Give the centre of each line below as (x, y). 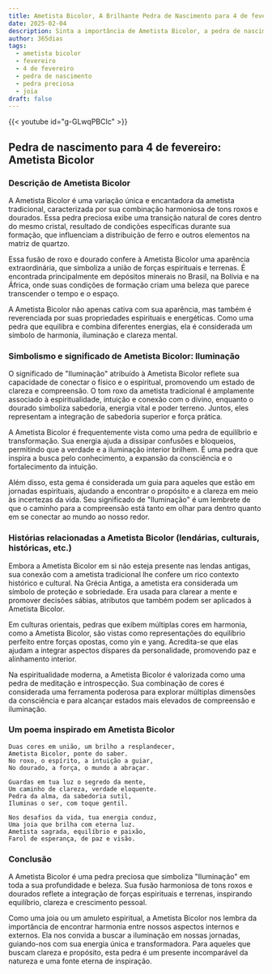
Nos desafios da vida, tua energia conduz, (83, 817)
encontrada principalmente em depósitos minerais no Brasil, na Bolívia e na (134, 276)
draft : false (30, 99)
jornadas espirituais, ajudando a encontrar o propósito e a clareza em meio (134, 491)
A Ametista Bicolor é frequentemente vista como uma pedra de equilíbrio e (133, 432)
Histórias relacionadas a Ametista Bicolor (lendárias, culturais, (134, 538)
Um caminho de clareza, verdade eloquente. (83, 789)
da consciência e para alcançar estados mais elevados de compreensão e (132, 700)
